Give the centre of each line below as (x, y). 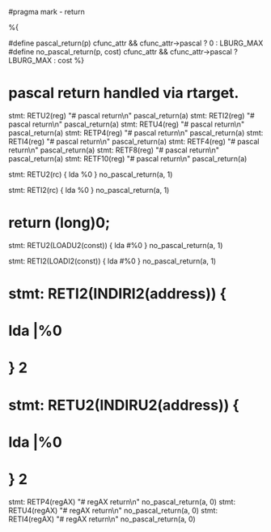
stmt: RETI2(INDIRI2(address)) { (117, 294)
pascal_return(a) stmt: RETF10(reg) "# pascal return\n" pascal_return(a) (128, 158)
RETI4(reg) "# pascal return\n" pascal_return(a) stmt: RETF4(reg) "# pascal (134, 141)
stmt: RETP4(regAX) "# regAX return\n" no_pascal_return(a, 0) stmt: (122, 501)
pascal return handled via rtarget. (124, 93)
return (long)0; (59, 223)
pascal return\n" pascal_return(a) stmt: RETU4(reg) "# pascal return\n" (127, 124)
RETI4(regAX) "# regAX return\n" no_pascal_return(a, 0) (102, 519)
